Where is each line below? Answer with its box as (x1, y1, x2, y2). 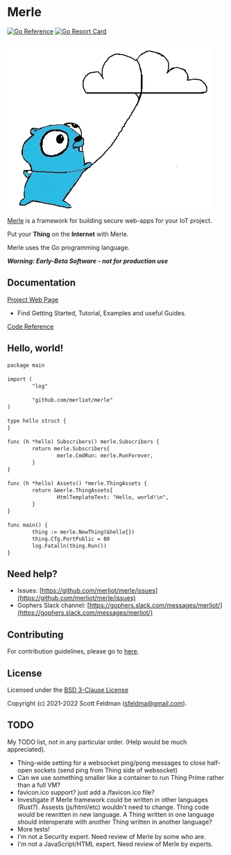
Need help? (7, 567, 58, 580)
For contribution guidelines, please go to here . (7, 647, 139, 656)
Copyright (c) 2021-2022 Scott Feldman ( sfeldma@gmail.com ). (7, 699, 187, 707)
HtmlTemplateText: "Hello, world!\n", (56, 494, 169, 501)
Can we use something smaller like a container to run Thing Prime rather (17, 773, 224, 781)
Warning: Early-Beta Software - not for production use (7, 256, 169, 265)
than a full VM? (17, 781, 61, 789)
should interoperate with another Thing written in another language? (17, 817, 213, 826)
